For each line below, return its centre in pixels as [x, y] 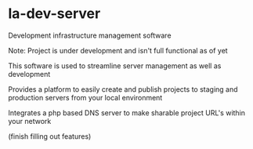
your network [30, 121]
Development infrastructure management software [90, 35]
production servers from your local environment [85, 97]
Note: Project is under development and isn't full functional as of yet [118, 50]
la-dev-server [54, 14]
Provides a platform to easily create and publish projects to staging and [123, 89]
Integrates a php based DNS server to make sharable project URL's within [127, 113]
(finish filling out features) [50, 136]
